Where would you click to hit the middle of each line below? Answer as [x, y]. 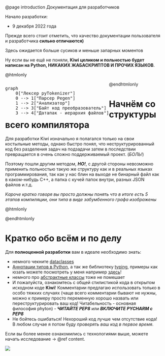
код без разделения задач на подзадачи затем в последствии [71, 149]
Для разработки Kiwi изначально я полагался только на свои [70, 138]
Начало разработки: [27, 16]
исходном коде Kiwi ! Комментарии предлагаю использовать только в [86, 288]
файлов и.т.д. [19, 184]
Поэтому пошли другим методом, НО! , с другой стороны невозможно [79, 164]
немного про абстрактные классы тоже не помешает [68, 277]
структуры [133, 115]
